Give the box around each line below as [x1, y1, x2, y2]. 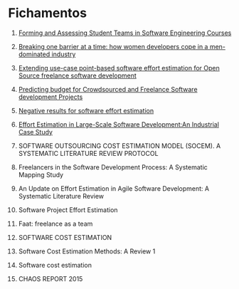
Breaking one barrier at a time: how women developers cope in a [18, 42, 208, 51]
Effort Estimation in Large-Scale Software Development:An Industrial [18, 120, 220, 129]
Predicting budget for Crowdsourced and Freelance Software [18, 85, 198, 93]
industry [51, 50, 76, 58]
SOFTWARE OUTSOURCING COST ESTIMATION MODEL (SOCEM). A [18, 141, 221, 150]
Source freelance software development [18, 71, 137, 80]
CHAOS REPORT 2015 [18, 274, 83, 283]
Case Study [18, 127, 53, 136]
